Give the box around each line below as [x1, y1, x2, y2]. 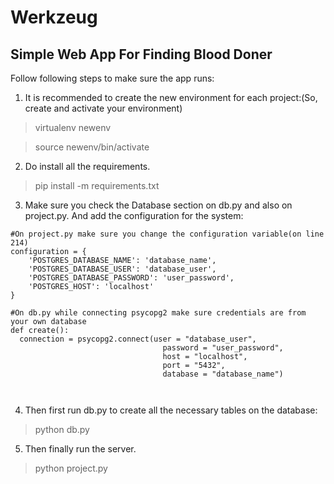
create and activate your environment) [24, 102, 183, 114]
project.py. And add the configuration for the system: [24, 210, 244, 221]
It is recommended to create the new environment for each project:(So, [24, 92, 318, 103]
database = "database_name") [162, 369, 284, 379]
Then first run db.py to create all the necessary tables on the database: [24, 404, 318, 416]
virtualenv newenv [34, 122, 112, 133]
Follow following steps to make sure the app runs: [10, 72, 215, 84]
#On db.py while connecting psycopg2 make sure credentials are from [10, 308, 307, 318]
